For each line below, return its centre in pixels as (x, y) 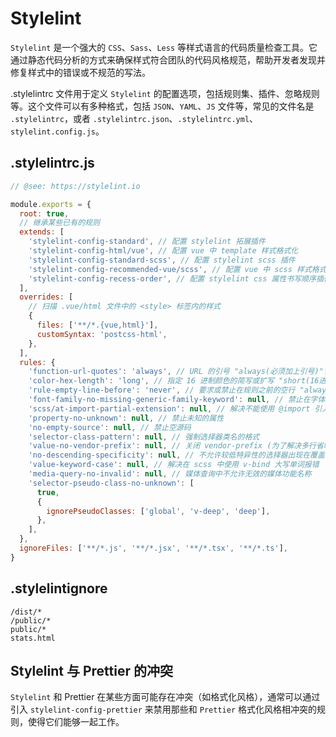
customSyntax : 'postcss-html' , (102, 334)
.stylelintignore (59, 588)
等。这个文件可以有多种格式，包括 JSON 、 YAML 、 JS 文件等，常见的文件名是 (162, 106)
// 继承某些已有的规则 (59, 223)
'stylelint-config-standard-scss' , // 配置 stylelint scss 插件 (162, 260)
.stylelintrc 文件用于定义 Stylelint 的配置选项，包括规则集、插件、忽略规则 (165, 93)
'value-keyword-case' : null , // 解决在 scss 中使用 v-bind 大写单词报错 (174, 465)
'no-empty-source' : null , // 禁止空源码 (110, 427)
